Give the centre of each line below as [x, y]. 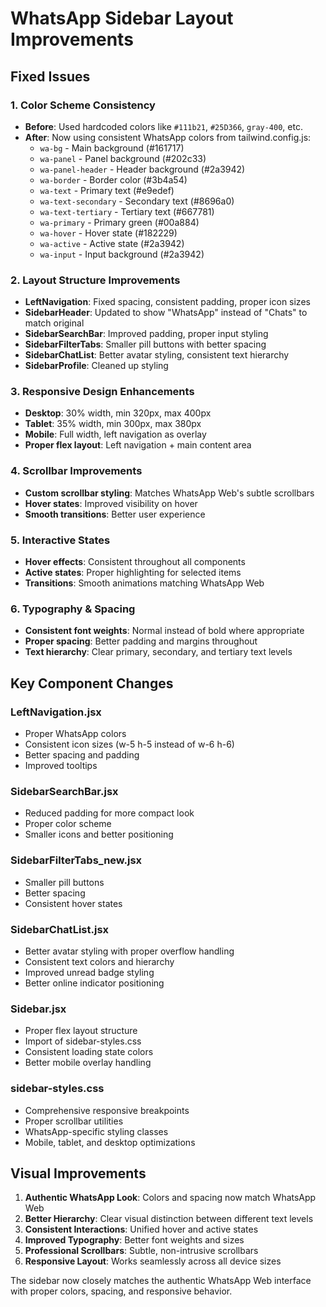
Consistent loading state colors [89, 1052]
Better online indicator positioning [94, 983]
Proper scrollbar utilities [74, 1121]
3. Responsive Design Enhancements [102, 392]
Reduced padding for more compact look [109, 813]
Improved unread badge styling [89, 972]
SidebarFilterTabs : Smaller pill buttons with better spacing [145, 344]
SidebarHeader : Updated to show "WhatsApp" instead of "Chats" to [166, 313]
